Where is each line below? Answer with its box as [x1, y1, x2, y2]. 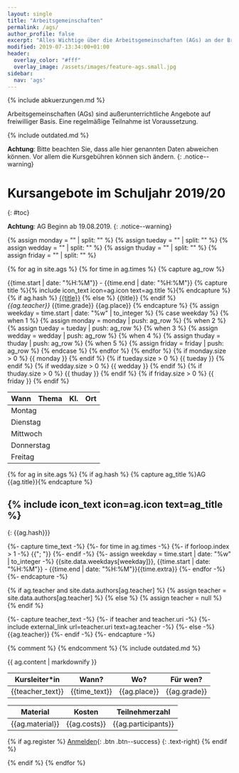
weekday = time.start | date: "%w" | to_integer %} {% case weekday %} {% [7, 309, 229, 317]
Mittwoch [11, 429, 43, 439]
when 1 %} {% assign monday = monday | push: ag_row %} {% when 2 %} [7, 316, 226, 325]
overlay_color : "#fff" [14, 57, 81, 64]
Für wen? [170, 675, 203, 685]
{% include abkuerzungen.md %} [7, 96, 105, 105]
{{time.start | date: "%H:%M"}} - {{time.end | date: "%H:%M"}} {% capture [7, 279, 228, 287]
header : [7, 50, 31, 58]
